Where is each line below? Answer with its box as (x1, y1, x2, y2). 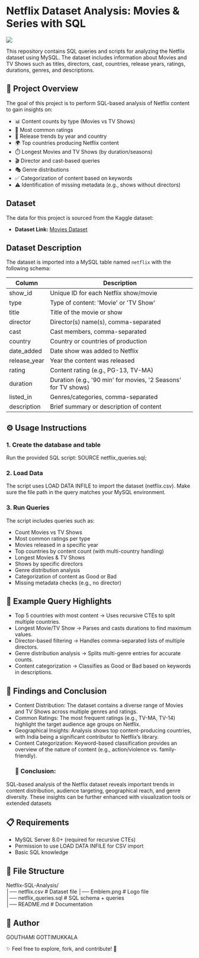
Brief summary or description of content (50, 403, 162, 411)
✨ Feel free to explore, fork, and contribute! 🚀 (6, 946, 117, 953)
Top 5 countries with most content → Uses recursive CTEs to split (14, 612, 175, 619)
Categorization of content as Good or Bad (14, 573, 117, 580)
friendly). (14, 753, 37, 760)
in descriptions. (14, 669, 53, 676)
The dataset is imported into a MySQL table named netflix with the (6, 258, 172, 265)
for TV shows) (50, 383, 90, 391)
